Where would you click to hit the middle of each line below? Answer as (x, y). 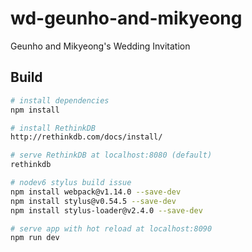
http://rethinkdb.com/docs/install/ (86, 137)
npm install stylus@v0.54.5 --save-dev (93, 201)
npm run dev (35, 238)
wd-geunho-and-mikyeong (126, 18)
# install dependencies (60, 100)
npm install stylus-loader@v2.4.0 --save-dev (106, 210)
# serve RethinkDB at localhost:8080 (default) (111, 155)
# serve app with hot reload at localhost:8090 (111, 228)
